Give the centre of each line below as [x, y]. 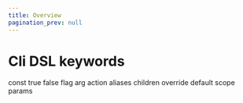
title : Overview [35, 15]
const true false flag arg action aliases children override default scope [122, 83]
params [20, 91]
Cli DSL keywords [66, 61]
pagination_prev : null [45, 23]
